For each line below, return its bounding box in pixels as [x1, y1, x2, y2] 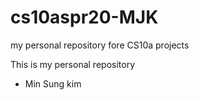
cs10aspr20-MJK [10, 6, 159, 29]
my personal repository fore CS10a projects [10, 39, 190, 51]
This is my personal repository [10, 58, 136, 70]
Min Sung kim [24, 77, 82, 90]
